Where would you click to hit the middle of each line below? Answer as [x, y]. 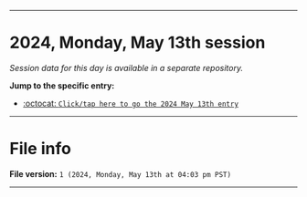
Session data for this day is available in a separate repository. [127, 67]
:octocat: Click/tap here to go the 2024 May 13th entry [131, 103]
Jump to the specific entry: [62, 85]
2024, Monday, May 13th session [138, 43]
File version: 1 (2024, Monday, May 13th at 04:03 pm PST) [120, 173]
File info [40, 149]
